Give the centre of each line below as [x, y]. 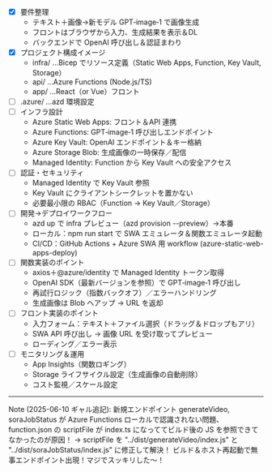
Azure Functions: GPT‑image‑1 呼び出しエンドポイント [123, 132]
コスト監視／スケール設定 [75, 384]
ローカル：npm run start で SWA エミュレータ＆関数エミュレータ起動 [147, 234]
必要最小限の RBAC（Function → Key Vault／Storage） [123, 203]
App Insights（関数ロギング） [81, 364]
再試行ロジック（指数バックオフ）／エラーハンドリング [124, 293]
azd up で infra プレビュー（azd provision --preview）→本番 [133, 223]
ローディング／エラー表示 [74, 344]
